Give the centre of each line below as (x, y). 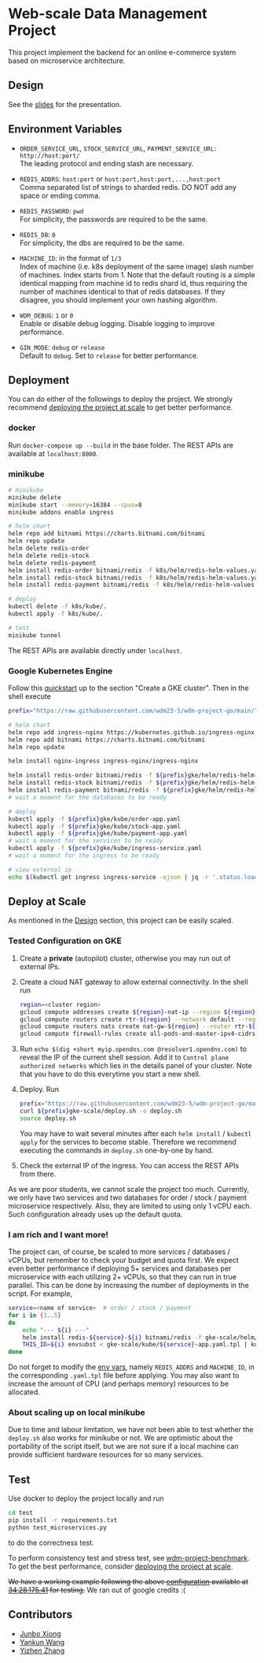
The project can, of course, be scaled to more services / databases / (119, 1252)
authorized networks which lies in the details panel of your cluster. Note (136, 1066)
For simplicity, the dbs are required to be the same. (102, 243)
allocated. (24, 1392)
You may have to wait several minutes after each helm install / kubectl (136, 1133)
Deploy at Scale (47, 902)
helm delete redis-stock (49, 555)
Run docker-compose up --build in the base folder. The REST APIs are (121, 445)
